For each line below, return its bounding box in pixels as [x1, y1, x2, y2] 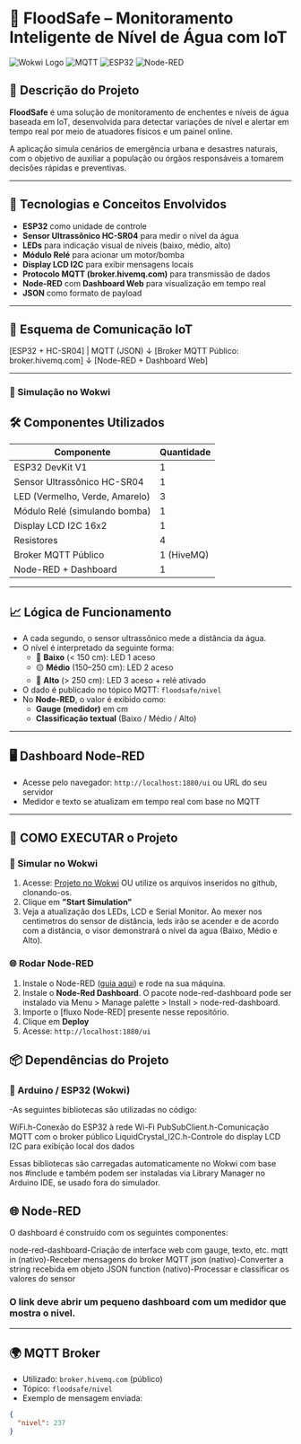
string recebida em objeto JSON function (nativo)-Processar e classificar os [9, 1263, 289, 1274]
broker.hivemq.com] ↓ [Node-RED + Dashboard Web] [9, 355, 209, 366]
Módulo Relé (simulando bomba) [13, 505, 151, 517]
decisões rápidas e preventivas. [9, 162, 127, 173]
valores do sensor [9, 1273, 76, 1284]
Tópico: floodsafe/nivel [21, 1383, 113, 1395]
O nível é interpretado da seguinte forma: [21, 642, 175, 653]
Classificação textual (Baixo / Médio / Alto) [35, 713, 197, 724]
